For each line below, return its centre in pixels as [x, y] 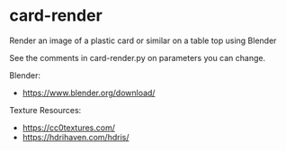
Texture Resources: [45, 110]
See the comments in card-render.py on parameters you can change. [138, 58]
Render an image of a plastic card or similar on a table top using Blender [143, 40]
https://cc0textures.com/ [68, 128]
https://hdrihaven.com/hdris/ [76, 137]
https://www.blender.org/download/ [89, 93]
